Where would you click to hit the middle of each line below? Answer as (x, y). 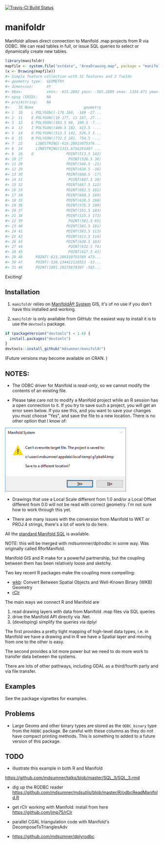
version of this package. (36, 741)
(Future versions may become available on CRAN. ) (56, 358)
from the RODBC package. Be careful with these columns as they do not (83, 731)
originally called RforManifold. (35, 548)
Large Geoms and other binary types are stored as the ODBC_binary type (84, 726)
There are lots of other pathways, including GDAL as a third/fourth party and (82, 666)
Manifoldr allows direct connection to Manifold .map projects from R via (77, 41)
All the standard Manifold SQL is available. (48, 534)
